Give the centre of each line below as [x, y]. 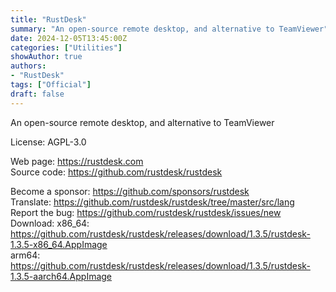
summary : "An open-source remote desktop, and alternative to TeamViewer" [169, 29]
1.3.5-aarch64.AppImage [61, 276]
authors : [28, 66]
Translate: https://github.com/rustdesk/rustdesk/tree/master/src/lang [152, 202]
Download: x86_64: [50, 223]
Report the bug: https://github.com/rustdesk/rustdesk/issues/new [146, 212]
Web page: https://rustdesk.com [77, 161]
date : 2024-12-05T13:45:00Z [69, 38]
